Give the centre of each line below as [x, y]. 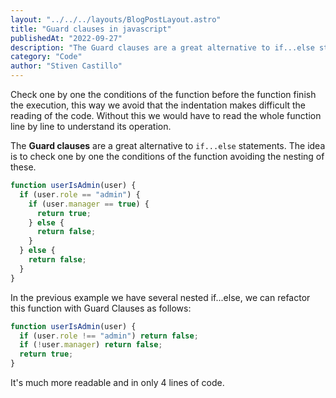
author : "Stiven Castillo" [66, 66]
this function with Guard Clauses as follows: [101, 308]
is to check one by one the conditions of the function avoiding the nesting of [167, 156]
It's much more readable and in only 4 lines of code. [117, 382]
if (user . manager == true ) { [89, 204]
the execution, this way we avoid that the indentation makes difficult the [158, 105]
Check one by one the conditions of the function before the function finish [163, 94]
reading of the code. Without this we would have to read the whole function [166, 115]
